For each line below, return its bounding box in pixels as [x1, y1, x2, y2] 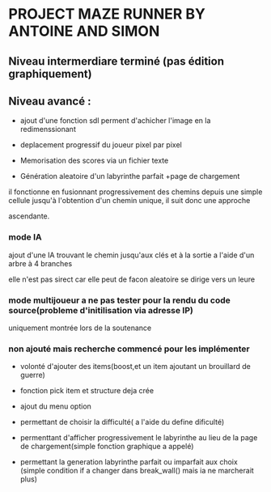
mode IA [8, 231, 42, 243]
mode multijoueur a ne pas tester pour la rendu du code [8, 295, 231, 306]
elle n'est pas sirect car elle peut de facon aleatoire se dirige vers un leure [8, 274, 256, 284]
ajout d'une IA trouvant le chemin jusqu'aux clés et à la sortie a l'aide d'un [8, 250, 255, 260]
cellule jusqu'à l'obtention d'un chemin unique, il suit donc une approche [8, 196, 251, 206]
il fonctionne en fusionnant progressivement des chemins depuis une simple [8, 187, 263, 197]
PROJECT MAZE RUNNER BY [8, 5, 206, 23]
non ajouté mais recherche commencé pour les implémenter [8, 343, 250, 354]
